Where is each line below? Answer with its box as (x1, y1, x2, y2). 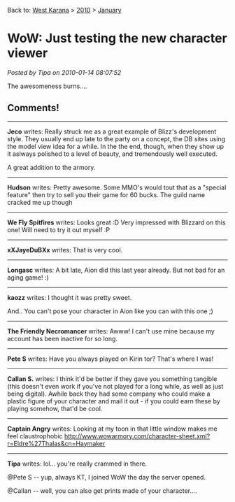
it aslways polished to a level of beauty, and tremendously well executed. (7, 150, 218, 158)
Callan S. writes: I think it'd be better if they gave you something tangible (7, 374, 218, 383)
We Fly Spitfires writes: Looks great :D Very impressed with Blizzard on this (7, 218, 226, 227)
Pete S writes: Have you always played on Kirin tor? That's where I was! (7, 354, 214, 363)
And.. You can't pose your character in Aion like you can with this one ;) (7, 307, 213, 315)
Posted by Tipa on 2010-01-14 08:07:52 (7, 68, 122, 76)
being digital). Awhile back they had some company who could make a (7, 389, 211, 398)
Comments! (7, 102, 59, 114)
